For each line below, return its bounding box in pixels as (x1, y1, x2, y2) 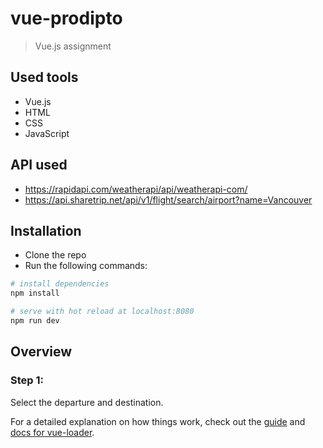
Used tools (10, 69, 79, 86)
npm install (10, 288, 60, 299)
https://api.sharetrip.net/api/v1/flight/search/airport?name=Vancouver (24, 193, 313, 206)
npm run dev (10, 316, 60, 326)
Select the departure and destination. (10, 396, 164, 408)
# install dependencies (10, 279, 110, 289)
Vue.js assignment (34, 40, 112, 52)
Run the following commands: (24, 260, 148, 272)
